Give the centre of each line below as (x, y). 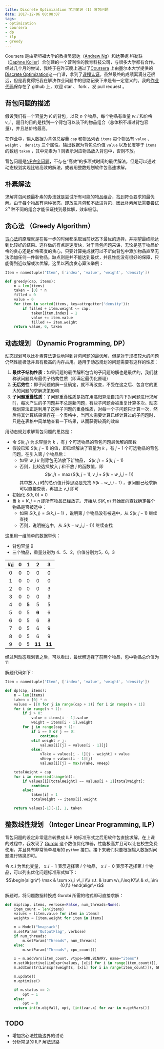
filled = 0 (25, 295)
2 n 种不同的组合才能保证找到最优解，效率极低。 (53, 209)
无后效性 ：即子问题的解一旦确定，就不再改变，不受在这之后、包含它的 (83, 385)
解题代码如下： (20, 673)
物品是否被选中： (29, 507)
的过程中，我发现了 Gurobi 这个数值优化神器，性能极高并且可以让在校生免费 (81, 843)
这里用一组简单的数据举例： (33, 536)
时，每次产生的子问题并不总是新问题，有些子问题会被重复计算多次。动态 (85, 403)
